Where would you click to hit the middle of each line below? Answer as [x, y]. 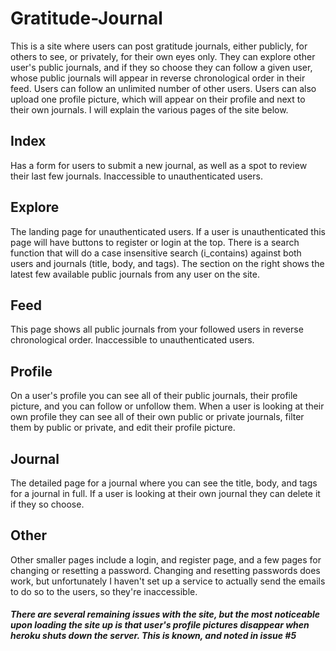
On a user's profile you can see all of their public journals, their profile [154, 396]
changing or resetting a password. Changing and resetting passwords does [165, 570]
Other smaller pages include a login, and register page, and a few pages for [166, 559]
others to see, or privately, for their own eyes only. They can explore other [163, 56]
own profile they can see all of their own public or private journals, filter [157, 417]
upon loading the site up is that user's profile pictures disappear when [160, 625]
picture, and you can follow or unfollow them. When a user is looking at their [167, 406]
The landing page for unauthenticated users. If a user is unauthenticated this [168, 231]
